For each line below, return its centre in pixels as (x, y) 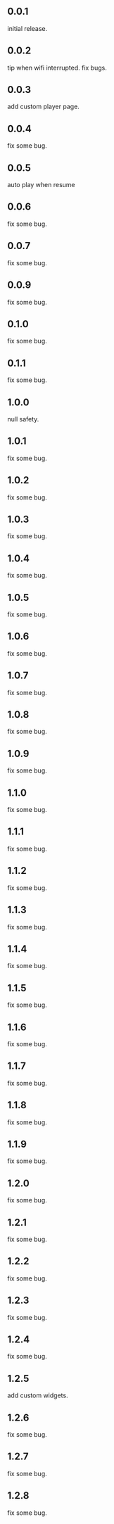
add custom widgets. (38, 1395)
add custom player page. (43, 107)
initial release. (27, 28)
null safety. (23, 419)
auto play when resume (41, 185)
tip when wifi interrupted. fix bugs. (57, 68)
